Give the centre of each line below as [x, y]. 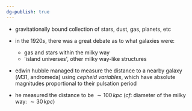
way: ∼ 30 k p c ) [35, 101]
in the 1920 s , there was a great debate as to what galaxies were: [95, 40]
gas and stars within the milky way [67, 52]
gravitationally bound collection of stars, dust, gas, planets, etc [93, 29]
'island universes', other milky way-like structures [85, 59]
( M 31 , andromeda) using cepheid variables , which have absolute [95, 77]
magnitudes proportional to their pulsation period [76, 83]
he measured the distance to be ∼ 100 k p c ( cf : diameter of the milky [101, 95]
